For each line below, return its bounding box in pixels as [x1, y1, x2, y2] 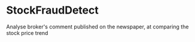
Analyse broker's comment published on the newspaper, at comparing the [6, 23, 189, 30]
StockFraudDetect [6, 4, 99, 17]
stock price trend [6, 29, 48, 36]
